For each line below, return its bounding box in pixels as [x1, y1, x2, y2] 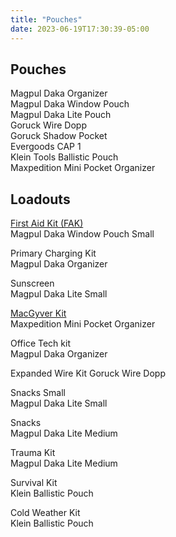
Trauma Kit [10, 447, 56, 459]
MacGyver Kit [10, 307, 67, 320]
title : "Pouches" [10, 14, 83, 25]
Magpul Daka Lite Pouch [10, 109, 112, 121]
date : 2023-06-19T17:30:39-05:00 [10, 24, 150, 34]
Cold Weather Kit [10, 507, 81, 519]
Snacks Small [10, 387, 67, 399]
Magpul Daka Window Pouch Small [10, 228, 155, 240]
